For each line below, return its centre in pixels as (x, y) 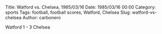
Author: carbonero (42, 17)
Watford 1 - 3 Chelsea (28, 27)
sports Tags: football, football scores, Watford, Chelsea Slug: (68, 12)
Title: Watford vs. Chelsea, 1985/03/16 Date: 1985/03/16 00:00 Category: (80, 7)
